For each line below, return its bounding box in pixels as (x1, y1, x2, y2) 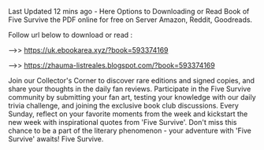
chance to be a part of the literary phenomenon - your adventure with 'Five (8, 126, 252, 135)
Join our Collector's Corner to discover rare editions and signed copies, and (8, 76, 255, 85)
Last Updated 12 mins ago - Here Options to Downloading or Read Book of (8, 7, 250, 16)
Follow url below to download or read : (8, 31, 133, 39)
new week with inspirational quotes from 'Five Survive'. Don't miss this (8, 118, 237, 126)
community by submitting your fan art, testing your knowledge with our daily (8, 93, 256, 101)
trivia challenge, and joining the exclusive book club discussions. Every (8, 101, 239, 110)
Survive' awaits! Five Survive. (8, 134, 104, 144)
